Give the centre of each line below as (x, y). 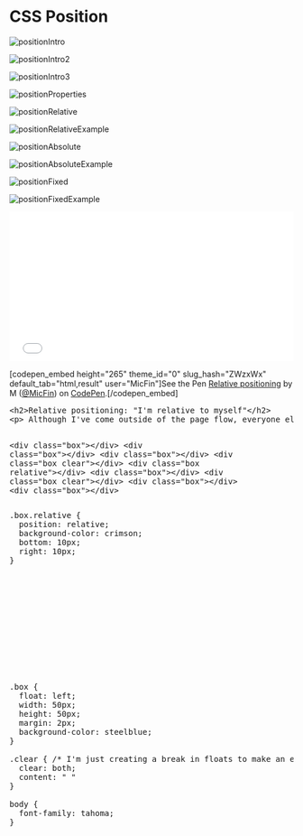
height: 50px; (50, 714)
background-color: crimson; (81, 533)
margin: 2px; (47, 723)
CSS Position (59, 17)
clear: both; (47, 768)
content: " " (47, 777)
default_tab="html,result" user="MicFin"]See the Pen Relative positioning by (151, 383)
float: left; (47, 696)
